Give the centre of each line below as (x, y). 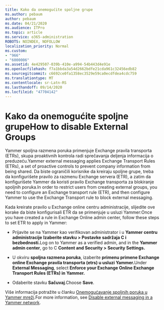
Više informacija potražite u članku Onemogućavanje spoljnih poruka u (76, 292)
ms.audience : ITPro (25, 28)
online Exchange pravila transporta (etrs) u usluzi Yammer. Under (79, 263)
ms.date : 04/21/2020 (26, 23)
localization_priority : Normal (37, 46)
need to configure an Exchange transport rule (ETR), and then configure (78, 193)
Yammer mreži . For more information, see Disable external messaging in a (79, 297)
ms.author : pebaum (24, 14)
